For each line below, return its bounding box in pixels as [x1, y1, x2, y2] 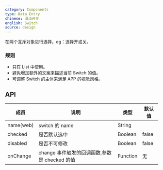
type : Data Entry [5, 12, 40, 16]
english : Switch [5, 20, 38, 26]
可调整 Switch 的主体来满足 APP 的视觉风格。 [12, 76, 103, 82]
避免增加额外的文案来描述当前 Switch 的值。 [12, 70, 101, 76]
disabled [7, 140, 27, 147]
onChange [7, 153, 32, 159]
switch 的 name [38, 122, 74, 129]
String [117, 122, 132, 128]
